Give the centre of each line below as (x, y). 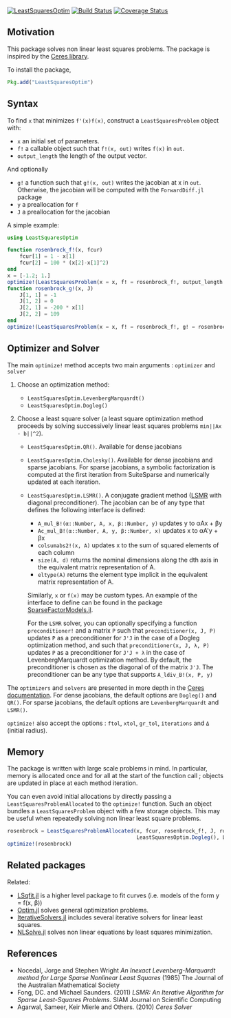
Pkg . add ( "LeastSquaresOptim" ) (51, 82)
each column (56, 552)
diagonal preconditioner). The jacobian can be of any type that (116, 502)
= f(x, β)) (30, 902)
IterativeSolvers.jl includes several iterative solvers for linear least (110, 917)
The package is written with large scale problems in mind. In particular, (107, 768)
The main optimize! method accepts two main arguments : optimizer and (111, 365)
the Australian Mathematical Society (68, 985)
